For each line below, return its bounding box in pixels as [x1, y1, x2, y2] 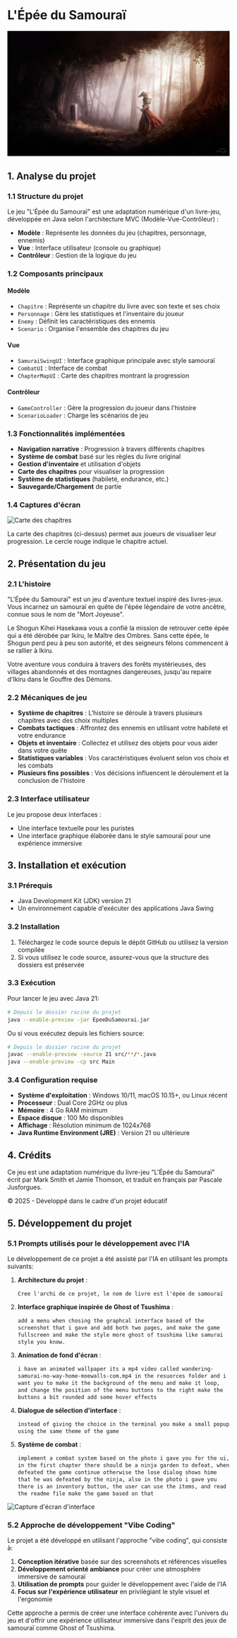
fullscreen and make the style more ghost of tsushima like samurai [17, 1331, 224, 1338]
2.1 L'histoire [7, 579, 51, 588]
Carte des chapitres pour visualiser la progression [17, 467, 165, 475]
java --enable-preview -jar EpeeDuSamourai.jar [7, 1016, 150, 1023]
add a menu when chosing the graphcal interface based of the [17, 1317, 205, 1324]
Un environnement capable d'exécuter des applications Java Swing [17, 904, 214, 912]
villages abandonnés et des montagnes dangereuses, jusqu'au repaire [7, 667, 212, 675]
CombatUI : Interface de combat [17, 364, 108, 373]
